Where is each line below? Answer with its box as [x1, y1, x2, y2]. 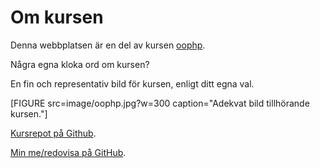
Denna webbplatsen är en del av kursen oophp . [10, 39, 206, 51]
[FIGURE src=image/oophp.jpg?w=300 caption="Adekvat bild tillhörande [10, 97, 310, 109]
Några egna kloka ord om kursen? [10, 58, 150, 70]
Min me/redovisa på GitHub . [10, 146, 127, 158]
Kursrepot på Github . [10, 127, 97, 139]
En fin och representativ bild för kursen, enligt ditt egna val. [10, 77, 255, 90]
